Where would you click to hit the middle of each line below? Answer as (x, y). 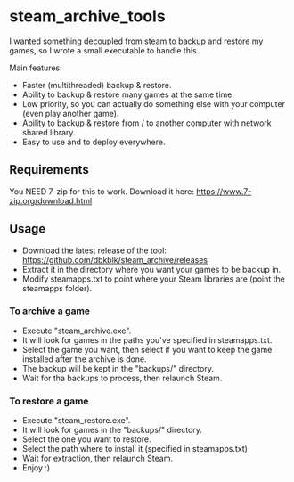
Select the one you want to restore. (86, 439)
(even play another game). (70, 113)
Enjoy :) (36, 468)
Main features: (36, 68)
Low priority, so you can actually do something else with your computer (153, 103)
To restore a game (49, 401)
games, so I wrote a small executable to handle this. (104, 50)
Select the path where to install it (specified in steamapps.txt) (135, 449)
